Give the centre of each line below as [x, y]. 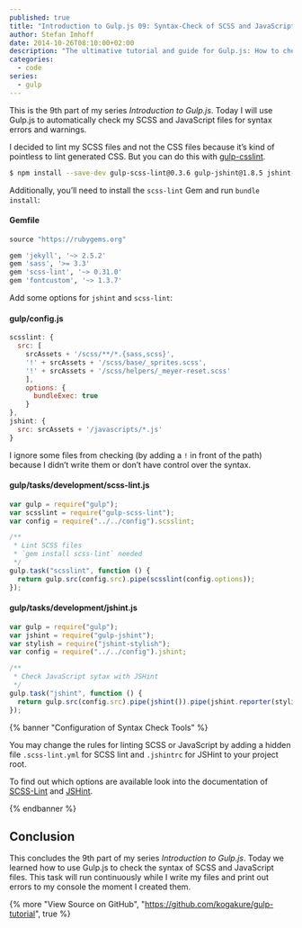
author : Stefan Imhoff [52, 34]
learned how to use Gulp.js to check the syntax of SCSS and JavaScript [142, 868]
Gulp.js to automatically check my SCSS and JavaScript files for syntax [141, 120]
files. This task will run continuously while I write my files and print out [139, 878]
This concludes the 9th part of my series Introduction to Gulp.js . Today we [147, 858]
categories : [31, 59]
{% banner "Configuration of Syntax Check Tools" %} [109, 727]
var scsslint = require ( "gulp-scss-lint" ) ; [92, 513]
